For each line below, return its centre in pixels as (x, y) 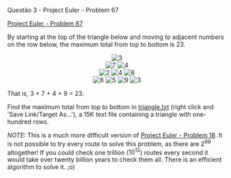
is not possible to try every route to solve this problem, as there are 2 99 (109, 143)
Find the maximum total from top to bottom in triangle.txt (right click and (111, 107)
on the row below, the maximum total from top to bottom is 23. (96, 44)
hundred (19, 122)
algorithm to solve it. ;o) (41, 167)
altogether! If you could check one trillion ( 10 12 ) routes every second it (108, 152)
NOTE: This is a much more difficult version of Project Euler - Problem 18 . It (115, 135)
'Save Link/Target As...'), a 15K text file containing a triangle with (99, 114)
